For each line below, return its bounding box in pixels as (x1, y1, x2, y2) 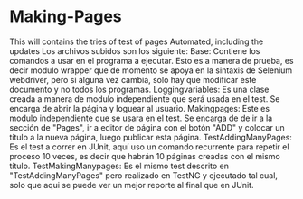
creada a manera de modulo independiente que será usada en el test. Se (9, 93, 280, 104)
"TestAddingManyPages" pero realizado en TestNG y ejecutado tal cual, (9, 169, 279, 181)
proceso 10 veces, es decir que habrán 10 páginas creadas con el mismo (9, 150, 280, 161)
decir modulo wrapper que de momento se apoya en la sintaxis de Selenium (9, 65, 293, 76)
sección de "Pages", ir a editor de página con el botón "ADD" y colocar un (9, 122, 285, 132)
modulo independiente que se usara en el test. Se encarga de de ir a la (9, 113, 273, 123)
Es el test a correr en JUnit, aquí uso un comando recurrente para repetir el (9, 141, 289, 152)
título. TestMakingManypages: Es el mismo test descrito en (9, 160, 229, 171)
